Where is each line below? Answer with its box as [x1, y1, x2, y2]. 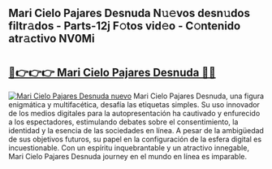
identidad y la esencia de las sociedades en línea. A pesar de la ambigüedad [8, 126, 264, 135]
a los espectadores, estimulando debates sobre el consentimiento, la [8, 117, 239, 127]
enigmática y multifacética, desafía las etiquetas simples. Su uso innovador [8, 100, 260, 109]
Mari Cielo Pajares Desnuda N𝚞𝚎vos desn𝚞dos [8, 6, 250, 20]
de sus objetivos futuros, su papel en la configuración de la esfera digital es [8, 134, 262, 144]
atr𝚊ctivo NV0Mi [8, 32, 95, 45]
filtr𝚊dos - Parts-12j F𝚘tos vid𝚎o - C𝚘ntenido [8, 19, 241, 33]
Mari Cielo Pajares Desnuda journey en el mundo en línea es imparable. [8, 152, 248, 161]
